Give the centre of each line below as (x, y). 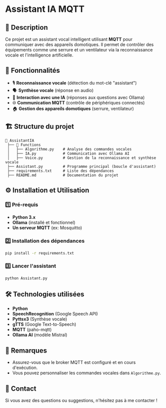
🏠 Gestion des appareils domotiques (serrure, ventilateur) (73, 108)
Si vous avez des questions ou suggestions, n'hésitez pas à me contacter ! (81, 401)
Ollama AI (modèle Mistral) (40, 335)
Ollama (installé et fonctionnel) (44, 223)
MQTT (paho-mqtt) (32, 330)
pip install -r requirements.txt (40, 253)
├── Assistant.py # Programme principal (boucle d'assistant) (82, 166)
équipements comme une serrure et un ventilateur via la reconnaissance (79, 50)
